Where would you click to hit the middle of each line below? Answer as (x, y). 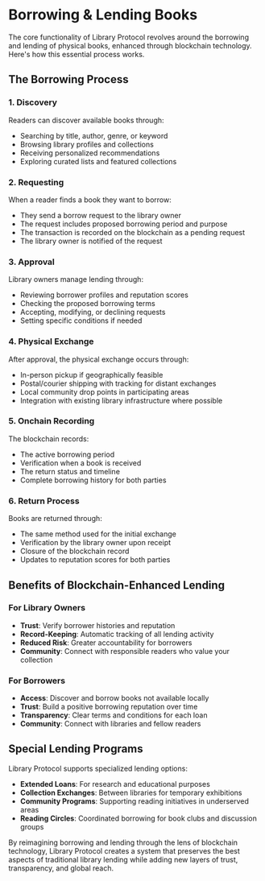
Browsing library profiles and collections (87, 144)
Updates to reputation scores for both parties (95, 560)
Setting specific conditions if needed (81, 321)
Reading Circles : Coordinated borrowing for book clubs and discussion (139, 818)
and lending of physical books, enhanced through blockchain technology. (130, 45)
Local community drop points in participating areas (104, 391)
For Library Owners (47, 608)
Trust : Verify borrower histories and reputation (97, 625)
